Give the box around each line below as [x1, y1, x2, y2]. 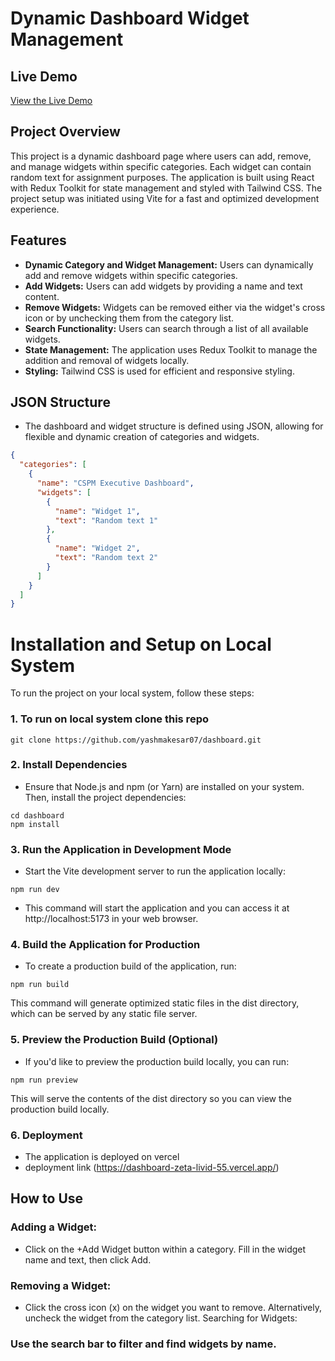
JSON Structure [10, 394, 111, 411]
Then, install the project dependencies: [24, 791, 187, 803]
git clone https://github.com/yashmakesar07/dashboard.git [10, 735, 262, 745]
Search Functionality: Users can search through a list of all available [24, 322, 309, 334]
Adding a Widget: [10, 1220, 97, 1234]
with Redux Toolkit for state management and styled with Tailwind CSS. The [10, 182, 323, 194]
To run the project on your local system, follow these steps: [10, 687, 255, 699]
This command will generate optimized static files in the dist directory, [10, 997, 300, 1009]
